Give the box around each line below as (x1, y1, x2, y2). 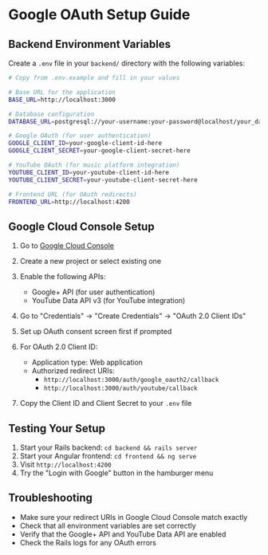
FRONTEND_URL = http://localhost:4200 (8, 198, 130, 206)
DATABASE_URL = (8, 117, 56, 125)
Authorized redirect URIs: (31, 366, 116, 376)
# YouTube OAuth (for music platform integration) (8, 161, 180, 169)
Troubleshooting (8, 491, 93, 505)
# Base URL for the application (8, 88, 116, 96)
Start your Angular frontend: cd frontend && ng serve (19, 451, 197, 460)
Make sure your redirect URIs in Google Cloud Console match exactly (19, 512, 248, 522)
